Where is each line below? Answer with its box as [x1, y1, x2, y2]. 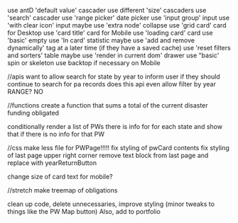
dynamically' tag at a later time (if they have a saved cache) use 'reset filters [7, 44, 231, 52]
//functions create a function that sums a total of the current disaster [7, 101, 208, 109]
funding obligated [7, 109, 59, 117]
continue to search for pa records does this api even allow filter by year [7, 80, 217, 88]
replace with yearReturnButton [7, 159, 97, 167]
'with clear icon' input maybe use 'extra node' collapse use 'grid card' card [7, 21, 227, 29]
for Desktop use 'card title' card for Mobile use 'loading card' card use [7, 28, 213, 37]
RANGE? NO [7, 88, 44, 96]
